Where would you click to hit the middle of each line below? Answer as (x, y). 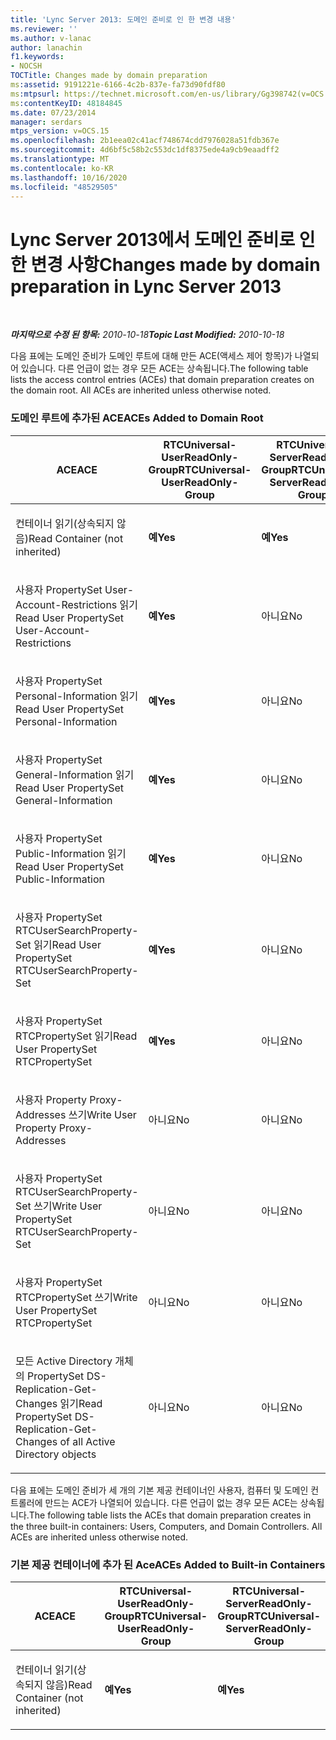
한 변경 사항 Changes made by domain (165, 264)
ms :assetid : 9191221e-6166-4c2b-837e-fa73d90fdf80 (118, 85)
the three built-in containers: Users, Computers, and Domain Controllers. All (166, 1526)
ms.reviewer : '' (44, 29)
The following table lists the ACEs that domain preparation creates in (170, 1515)
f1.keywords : (37, 57)
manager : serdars (46, 122)
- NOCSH (26, 66)
